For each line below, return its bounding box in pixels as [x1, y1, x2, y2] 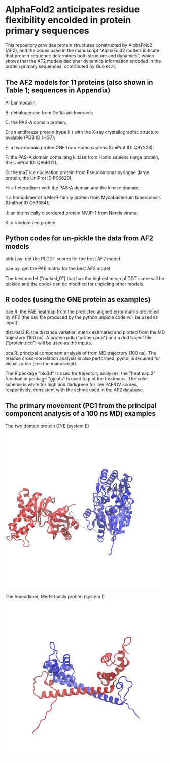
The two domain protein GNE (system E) [5, 423, 90, 429]
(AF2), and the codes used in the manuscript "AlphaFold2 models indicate [5, 47, 160, 53]
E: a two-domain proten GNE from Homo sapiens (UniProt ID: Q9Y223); [5, 144, 154, 150]
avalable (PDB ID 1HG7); [5, 134, 56, 141]
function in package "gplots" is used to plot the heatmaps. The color [5, 376, 148, 382]
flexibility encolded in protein [5, 14, 131, 26]
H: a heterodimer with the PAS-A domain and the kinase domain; [5, 184, 140, 191]
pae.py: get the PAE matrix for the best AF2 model [5, 265, 110, 271]
